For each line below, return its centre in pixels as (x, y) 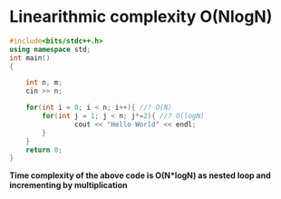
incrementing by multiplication (68, 185)
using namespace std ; (50, 49)
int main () (30, 58)
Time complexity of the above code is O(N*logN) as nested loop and (140, 175)
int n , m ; (44, 83)
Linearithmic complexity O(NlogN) (141, 17)
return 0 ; (44, 150)
